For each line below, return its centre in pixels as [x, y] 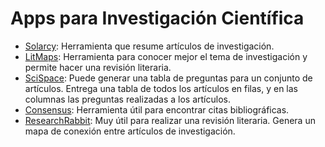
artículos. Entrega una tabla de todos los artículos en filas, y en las [161, 88]
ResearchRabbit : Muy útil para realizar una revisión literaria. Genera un [170, 120]
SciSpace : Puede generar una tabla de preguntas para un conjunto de [168, 78]
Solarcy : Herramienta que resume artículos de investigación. [149, 46]
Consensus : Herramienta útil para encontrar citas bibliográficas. [157, 109]
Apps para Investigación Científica [157, 18]
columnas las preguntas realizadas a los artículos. [127, 99]
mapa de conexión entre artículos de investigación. [130, 131]
